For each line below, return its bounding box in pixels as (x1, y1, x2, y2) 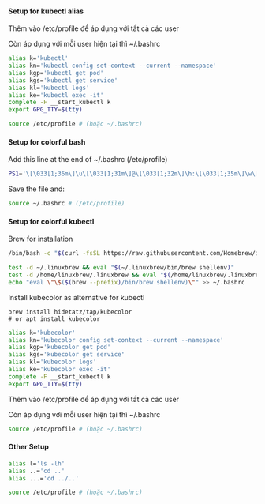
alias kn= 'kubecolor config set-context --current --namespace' (8, 336, 224, 344)
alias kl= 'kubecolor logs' (8, 358, 97, 367)
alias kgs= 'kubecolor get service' (8, 351, 125, 359)
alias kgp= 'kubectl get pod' (8, 69, 104, 77)
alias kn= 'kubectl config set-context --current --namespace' (8, 62, 217, 70)
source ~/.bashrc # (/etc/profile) (8, 200, 125, 208)
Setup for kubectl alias (8, 6, 84, 16)
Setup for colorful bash (8, 137, 86, 146)
